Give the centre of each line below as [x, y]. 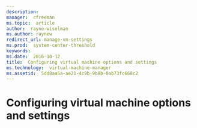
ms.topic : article [31, 23]
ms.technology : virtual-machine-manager [59, 68]
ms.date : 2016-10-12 [33, 56]
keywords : [19, 51]
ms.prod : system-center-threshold [51, 46]
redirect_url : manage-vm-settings [50, 40]
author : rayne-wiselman [37, 29]
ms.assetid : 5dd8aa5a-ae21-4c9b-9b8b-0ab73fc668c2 [72, 73]
